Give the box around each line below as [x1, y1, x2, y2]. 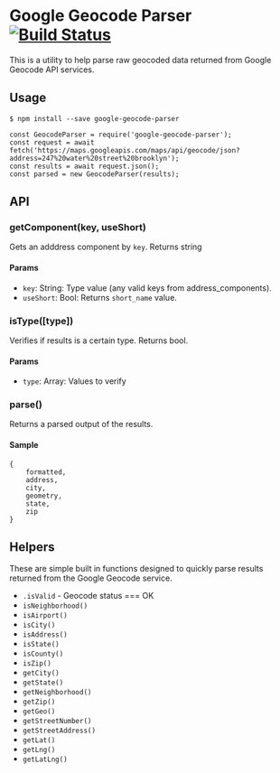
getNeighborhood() [22, 688, 92, 697]
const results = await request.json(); [9, 162, 160, 171]
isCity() [22, 620, 56, 630]
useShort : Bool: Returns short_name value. [22, 292, 178, 303]
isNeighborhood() [22, 601, 89, 610]
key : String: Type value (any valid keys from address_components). [22, 282, 273, 293]
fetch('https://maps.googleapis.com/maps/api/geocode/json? [9, 145, 241, 154]
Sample [9, 440, 39, 451]
